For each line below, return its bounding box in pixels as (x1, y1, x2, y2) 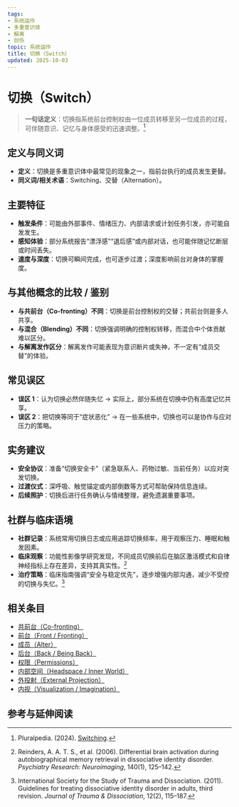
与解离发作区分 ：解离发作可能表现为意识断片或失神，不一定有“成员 (17, 342, 214, 351)
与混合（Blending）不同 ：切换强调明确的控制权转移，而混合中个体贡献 (17, 324, 226, 333)
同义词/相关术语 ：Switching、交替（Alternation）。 (17, 176, 166, 185)
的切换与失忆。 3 (17, 578, 65, 588)
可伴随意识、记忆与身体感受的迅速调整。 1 (24, 123, 146, 133)
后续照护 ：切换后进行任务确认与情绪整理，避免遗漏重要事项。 (17, 491, 199, 500)
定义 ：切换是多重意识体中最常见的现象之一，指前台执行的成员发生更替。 (17, 167, 230, 175)
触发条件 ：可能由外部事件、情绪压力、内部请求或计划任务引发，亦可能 (17, 219, 224, 227)
